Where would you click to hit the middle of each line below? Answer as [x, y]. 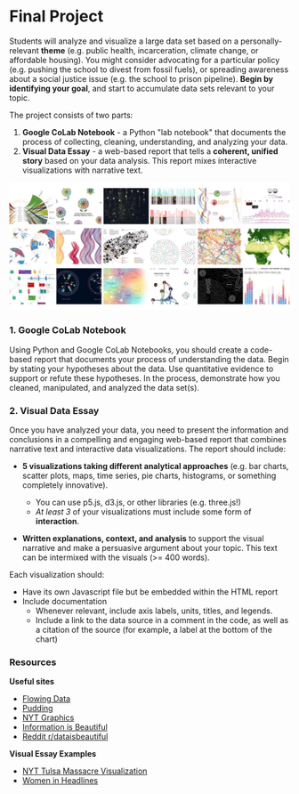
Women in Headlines [60, 781]
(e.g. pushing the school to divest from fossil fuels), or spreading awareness [149, 69]
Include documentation [65, 601]
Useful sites [32, 682]
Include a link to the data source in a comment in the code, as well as [162, 620]
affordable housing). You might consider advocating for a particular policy [145, 60]
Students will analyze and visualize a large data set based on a [124, 41]
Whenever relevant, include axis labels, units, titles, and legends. [154, 611]
